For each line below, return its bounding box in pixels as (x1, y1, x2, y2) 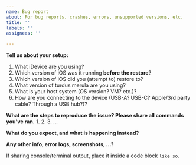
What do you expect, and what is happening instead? (6, 130, 139, 137)
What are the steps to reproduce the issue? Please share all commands (6, 112, 184, 119)
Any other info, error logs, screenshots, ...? (6, 141, 114, 148)
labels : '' (6, 25, 33, 31)
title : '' (6, 19, 31, 25)
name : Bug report (6, 8, 49, 15)
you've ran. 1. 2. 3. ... (6, 118, 58, 125)
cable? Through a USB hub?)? (14, 100, 87, 107)
